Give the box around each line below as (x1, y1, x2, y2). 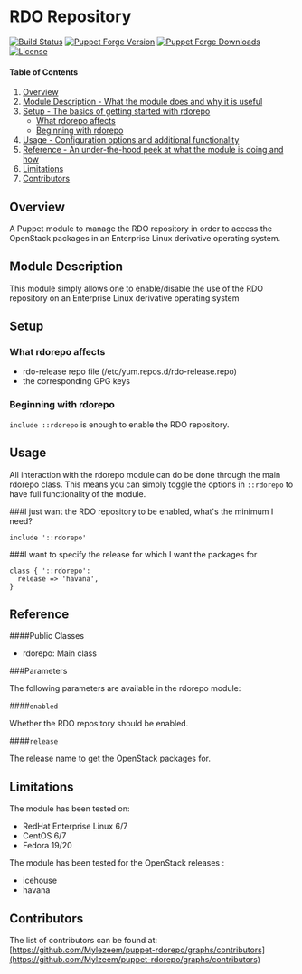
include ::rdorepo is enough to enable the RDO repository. (9, 418, 230, 430)
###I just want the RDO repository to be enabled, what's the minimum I (9, 506, 274, 517)
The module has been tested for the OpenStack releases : (9, 857, 224, 868)
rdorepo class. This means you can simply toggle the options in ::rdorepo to (9, 479, 294, 490)
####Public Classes (9, 631, 84, 642)
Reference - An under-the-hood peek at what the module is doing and (22, 145, 284, 155)
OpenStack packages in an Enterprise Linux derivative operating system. (9, 232, 281, 243)
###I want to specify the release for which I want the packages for (9, 548, 258, 559)
